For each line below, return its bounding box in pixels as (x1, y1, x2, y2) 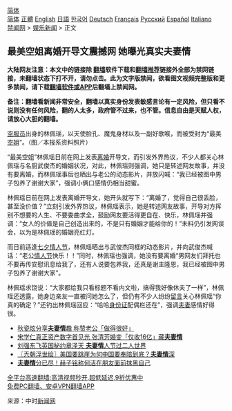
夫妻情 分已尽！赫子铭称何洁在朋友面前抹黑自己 (17, 358, 151, 367)
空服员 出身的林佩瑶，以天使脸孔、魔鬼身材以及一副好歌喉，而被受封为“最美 (7, 129, 222, 138)
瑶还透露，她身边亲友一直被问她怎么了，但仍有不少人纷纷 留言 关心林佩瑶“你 (7, 292, 222, 300)
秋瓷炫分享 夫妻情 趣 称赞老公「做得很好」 (17, 324, 135, 332)
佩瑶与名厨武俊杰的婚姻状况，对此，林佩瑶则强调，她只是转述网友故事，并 (7, 161, 219, 170)
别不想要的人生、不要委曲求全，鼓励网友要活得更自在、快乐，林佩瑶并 (7, 210, 207, 219)
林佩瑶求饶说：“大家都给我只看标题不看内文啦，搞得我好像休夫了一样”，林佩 (7, 283, 224, 291)
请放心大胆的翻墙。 (7, 114, 62, 122)
